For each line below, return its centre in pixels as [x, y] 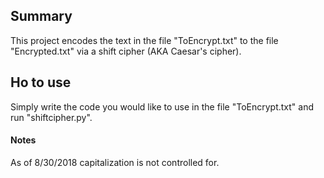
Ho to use [41, 82]
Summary [41, 16]
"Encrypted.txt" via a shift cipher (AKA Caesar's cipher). [126, 51]
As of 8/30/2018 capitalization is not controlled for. [115, 162]
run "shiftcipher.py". [51, 117]
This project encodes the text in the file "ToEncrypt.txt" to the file [144, 40]
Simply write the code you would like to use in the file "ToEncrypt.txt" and [162, 106]
